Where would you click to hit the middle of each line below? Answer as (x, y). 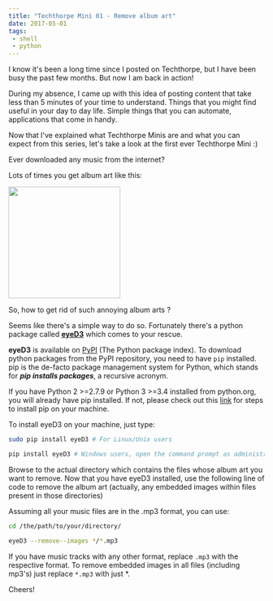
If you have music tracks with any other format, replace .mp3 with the (123, 556)
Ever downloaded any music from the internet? (87, 160)
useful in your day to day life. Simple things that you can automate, (120, 111)
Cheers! (22, 589)
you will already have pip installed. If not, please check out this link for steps (136, 400)
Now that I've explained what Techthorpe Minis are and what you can (124, 136)
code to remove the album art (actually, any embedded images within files (132, 486)
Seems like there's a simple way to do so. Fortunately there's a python (126, 326)
